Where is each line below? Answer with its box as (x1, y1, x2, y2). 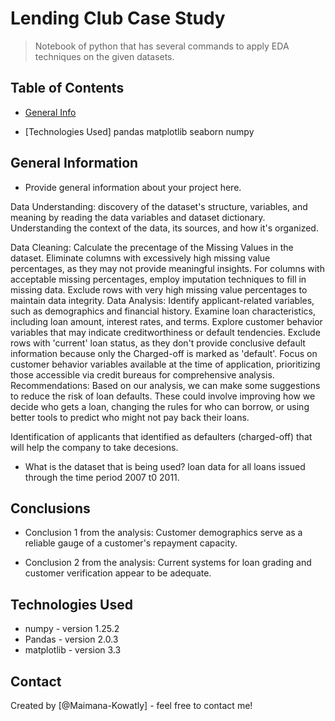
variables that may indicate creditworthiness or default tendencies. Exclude (10, 326, 321, 338)
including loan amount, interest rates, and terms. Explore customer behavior (10, 315, 323, 327)
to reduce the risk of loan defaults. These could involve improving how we (10, 390, 316, 402)
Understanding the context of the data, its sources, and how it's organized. (10, 222, 319, 234)
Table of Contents (10, 80, 125, 97)
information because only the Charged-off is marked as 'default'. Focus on (10, 347, 318, 359)
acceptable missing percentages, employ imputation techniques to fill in (10, 273, 307, 285)
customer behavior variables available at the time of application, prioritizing (10, 358, 321, 370)
